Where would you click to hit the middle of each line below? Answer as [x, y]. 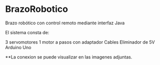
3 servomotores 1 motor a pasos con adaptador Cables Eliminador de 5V [80, 42]
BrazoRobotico [37, 9]
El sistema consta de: [27, 32]
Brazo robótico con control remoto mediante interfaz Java [65, 23]
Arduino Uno [18, 47]
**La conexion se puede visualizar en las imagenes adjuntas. [69, 57]
